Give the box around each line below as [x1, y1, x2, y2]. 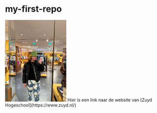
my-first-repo [5, 3, 62, 15]
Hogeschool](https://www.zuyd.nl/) [5, 102, 77, 108]
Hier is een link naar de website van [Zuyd [67, 97, 153, 103]
